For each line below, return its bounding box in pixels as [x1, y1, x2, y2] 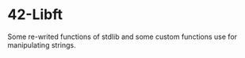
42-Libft [7, 6, 63, 24]
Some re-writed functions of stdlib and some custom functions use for [7, 32, 238, 41]
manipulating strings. [7, 40, 76, 49]
